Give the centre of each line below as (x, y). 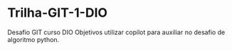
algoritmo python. (33, 39)
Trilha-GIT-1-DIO (58, 13)
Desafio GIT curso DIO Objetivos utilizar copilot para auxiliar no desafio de (116, 32)
